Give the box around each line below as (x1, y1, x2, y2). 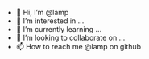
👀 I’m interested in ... (15, 16, 85, 26)
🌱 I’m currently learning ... (15, 25, 102, 33)
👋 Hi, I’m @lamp (15, 8, 69, 17)
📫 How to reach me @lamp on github (15, 42, 142, 51)
